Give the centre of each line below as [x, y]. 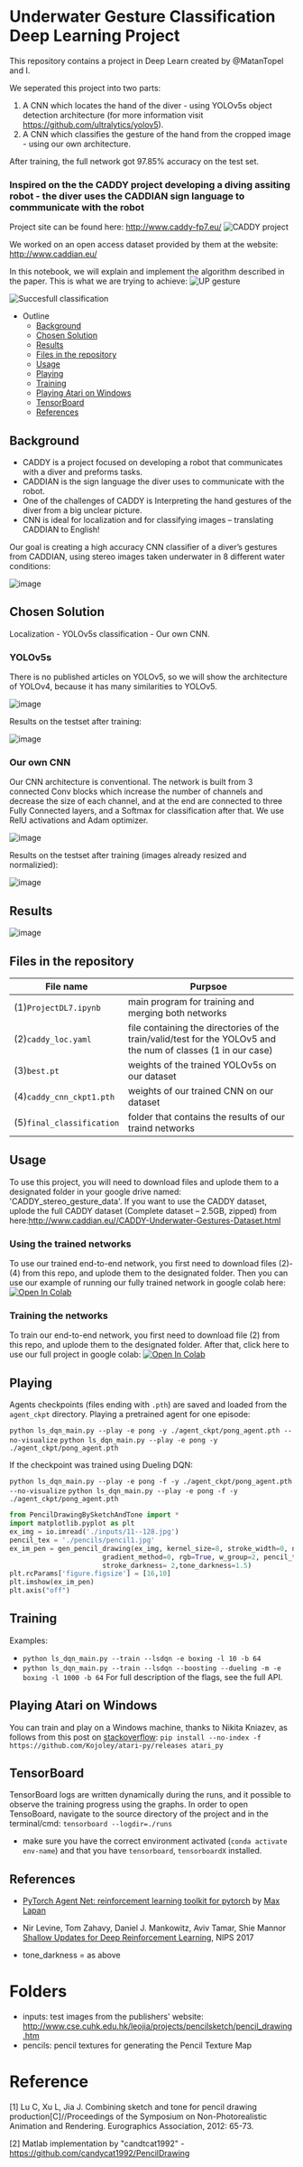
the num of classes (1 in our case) [200, 1051]
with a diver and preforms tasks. [82, 472]
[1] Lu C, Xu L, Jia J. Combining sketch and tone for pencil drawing [133, 2107]
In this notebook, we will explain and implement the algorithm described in [147, 272]
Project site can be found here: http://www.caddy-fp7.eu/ [115, 227]
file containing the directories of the [203, 1028]
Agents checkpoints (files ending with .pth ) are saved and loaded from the [148, 1405]
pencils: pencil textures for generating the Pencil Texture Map [137, 2046]
